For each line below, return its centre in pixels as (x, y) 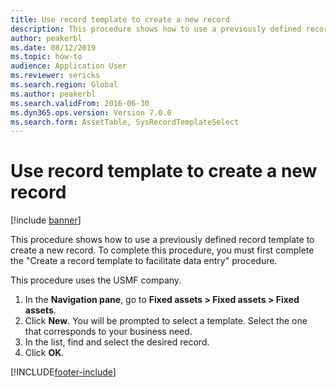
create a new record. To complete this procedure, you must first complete (162, 250)
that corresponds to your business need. (108, 332)
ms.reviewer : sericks (55, 76)
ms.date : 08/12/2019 (53, 47)
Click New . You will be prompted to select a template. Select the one (166, 321)
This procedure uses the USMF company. (96, 280)
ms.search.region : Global (64, 85)
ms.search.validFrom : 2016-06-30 (80, 103)
